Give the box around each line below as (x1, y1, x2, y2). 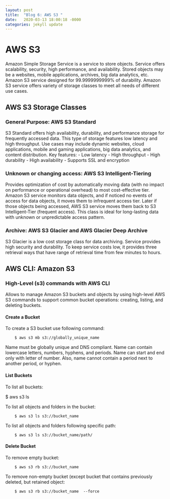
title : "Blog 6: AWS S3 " (5, 12, 63, 17)
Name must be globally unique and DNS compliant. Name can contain (5, 344, 153, 350)
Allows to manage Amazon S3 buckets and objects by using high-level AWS (5, 292, 165, 298)
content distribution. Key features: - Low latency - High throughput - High (5, 152, 160, 158)
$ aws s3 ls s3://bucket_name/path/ (14, 432, 93, 438)
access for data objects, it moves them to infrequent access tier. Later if (5, 198, 157, 204)
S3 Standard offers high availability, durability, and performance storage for (5, 130, 165, 136)
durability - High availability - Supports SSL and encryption (5, 157, 130, 163)
